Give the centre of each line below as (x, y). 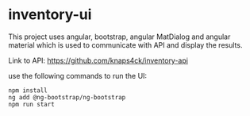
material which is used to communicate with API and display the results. (125, 44)
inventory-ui (50, 15)
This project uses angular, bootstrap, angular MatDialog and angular (119, 37)
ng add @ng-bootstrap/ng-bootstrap (67, 97)
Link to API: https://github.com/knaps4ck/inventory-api (98, 60)
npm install (28, 90)
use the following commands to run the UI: (78, 75)
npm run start (32, 104)
